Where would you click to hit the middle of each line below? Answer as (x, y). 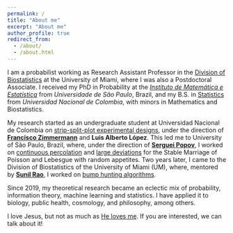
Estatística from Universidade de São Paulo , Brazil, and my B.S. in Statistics (116, 94)
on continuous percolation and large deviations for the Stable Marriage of (112, 152)
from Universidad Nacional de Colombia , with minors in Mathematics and (112, 102)
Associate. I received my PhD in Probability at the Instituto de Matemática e (115, 87)
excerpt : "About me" (37, 26)
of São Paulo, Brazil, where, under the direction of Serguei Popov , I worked (115, 145)
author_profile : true (39, 33)
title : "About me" (34, 20)
